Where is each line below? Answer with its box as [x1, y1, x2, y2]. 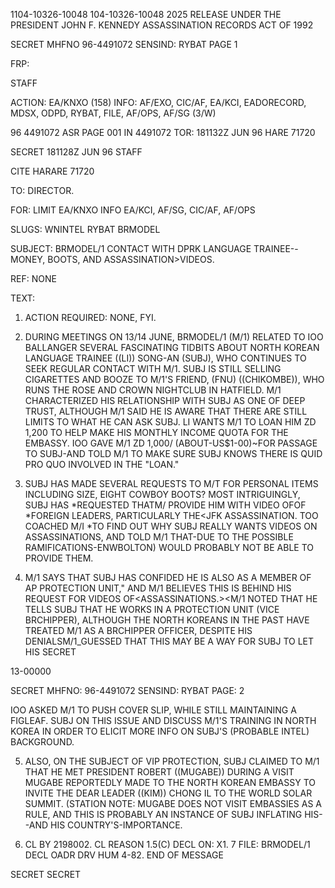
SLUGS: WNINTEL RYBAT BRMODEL [10, 224, 161, 235]
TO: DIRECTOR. [10, 185, 75, 196]
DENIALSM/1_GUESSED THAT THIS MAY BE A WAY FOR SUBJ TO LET [24, 635, 315, 647]
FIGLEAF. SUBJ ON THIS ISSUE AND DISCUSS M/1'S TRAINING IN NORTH [10, 715, 317, 726]
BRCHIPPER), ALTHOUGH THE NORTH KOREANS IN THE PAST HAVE [24, 614, 310, 626]
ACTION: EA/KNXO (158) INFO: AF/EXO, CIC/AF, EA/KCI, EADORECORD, [10, 97, 307, 108]
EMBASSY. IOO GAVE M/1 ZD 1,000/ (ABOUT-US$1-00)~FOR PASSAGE [24, 437, 318, 449]
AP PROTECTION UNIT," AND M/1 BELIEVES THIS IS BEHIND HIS [24, 582, 292, 594]
